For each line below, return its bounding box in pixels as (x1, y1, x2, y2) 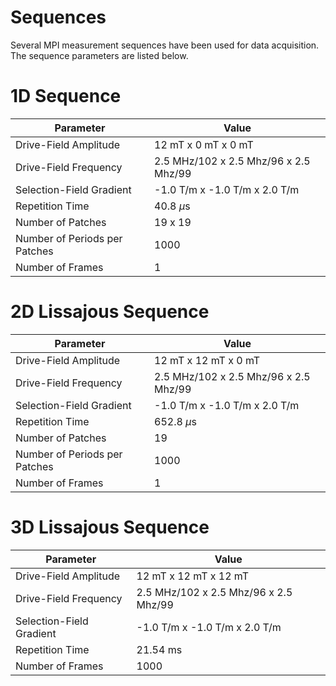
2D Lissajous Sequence (10, 301, 210, 323)
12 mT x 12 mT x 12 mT (136, 569, 250, 583)
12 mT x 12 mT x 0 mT (154, 353, 261, 367)
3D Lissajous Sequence (10, 516, 210, 538)
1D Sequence (10, 85, 122, 108)
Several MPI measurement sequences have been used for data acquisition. (10, 39, 320, 51)
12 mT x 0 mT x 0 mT (154, 137, 254, 151)
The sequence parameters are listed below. (10, 49, 189, 61)
